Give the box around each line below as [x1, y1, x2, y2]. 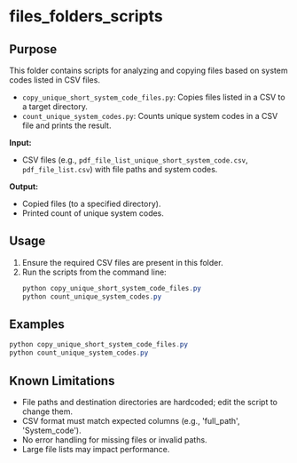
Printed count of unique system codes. [21, 208, 164, 219]
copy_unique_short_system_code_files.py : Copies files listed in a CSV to [21, 92, 285, 102]
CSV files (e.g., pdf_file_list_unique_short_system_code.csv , [21, 155, 248, 165]
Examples [9, 316, 65, 331]
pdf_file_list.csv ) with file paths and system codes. [21, 164, 218, 174]
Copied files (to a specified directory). [21, 198, 161, 209]
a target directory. [21, 101, 89, 112]
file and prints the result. [21, 120, 112, 131]
